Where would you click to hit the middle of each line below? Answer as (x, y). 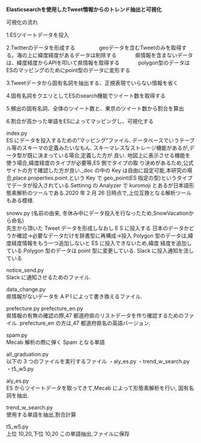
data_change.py (26, 289)
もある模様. (20, 200)
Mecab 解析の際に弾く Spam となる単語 (55, 342)
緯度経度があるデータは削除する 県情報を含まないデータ (115, 55)
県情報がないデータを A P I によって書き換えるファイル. (74, 296)
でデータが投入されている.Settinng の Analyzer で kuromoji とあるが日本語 (98, 185)
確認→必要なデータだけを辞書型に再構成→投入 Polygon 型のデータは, (102, 236)
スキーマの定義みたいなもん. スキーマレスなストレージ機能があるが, (106, 148)
